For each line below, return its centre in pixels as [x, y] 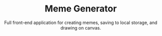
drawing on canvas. [81, 27]
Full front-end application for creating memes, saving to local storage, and [81, 22]
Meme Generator [81, 9]
